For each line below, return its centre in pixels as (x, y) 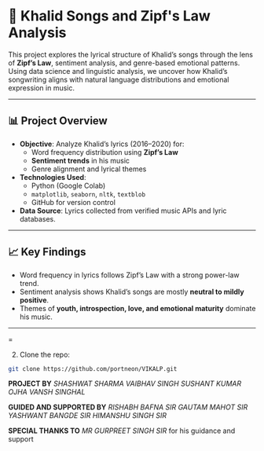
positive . (34, 300)
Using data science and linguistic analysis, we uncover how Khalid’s (118, 71)
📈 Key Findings (47, 252)
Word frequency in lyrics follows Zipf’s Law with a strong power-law (129, 275)
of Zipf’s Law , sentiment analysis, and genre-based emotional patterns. (124, 63)
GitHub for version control (73, 202)
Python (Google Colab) (68, 185)
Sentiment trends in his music (81, 160)
